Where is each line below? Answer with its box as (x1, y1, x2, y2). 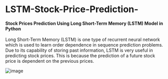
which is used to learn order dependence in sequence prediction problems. (5, 42, 163, 48)
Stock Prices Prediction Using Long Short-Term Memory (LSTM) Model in (5, 20, 163, 26)
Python (5, 25, 21, 31)
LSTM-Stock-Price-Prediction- (5, 4, 138, 15)
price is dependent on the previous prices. (5, 58, 94, 64)
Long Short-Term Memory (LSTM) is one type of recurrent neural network (5, 36, 160, 43)
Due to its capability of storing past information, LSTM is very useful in (5, 47, 153, 53)
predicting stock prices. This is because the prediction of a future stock (5, 52, 155, 59)
